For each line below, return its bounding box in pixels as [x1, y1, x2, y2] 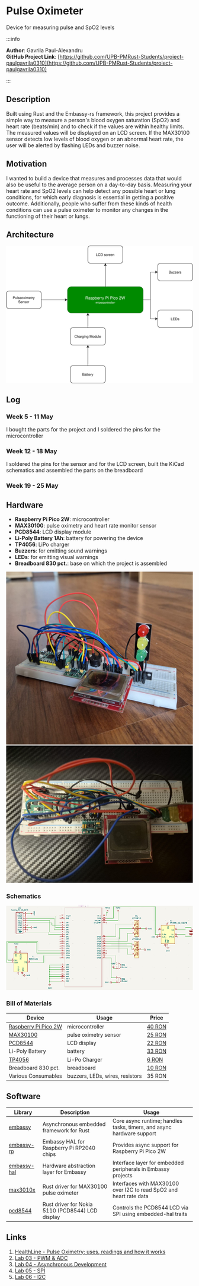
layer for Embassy [42, 1168, 87, 1176]
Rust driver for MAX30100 [42, 1183, 108, 1190]
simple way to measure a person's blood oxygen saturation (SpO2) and [6, 116, 180, 123]
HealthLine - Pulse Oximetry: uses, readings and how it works [14, 1248, 166, 1255]
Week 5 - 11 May [6, 412, 53, 421]
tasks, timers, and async [112, 1123, 172, 1131]
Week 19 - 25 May [6, 482, 59, 490]
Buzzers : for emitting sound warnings [14, 547, 108, 554]
